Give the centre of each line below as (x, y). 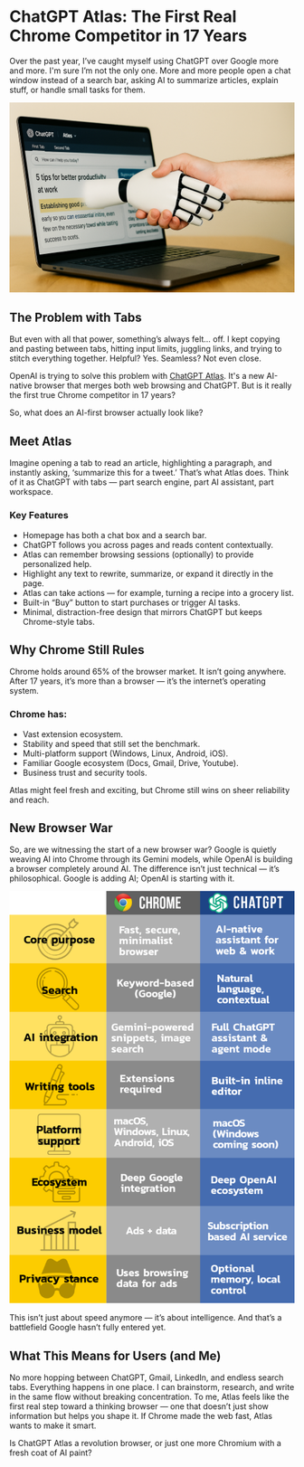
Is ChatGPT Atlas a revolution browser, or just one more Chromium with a (146, 1443)
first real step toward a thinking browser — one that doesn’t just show (139, 1406)
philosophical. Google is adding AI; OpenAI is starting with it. (122, 878)
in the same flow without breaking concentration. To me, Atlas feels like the (149, 1397)
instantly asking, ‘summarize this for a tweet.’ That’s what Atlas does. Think (149, 473)
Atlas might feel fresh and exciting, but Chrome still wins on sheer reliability (150, 790)
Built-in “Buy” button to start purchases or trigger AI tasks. (132, 602)
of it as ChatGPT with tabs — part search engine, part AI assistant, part (142, 482)
